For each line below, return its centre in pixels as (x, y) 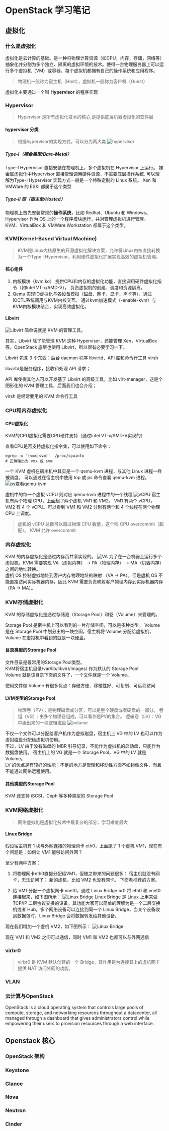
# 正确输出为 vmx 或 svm (29, 461)
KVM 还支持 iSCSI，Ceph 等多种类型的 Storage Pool (59, 796)
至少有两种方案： (23, 862)
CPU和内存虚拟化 (26, 410)
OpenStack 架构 (25, 1056)
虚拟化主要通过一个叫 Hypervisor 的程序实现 (52, 92)
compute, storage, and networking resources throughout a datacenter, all (81, 1013)
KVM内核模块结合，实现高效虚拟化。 (51, 306)
